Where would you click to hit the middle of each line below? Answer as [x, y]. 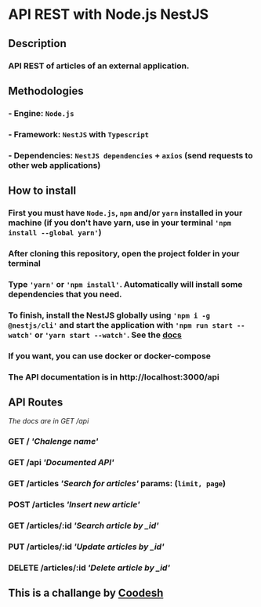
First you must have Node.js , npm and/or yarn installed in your [125, 213]
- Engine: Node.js [41, 113]
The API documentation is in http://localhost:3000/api [114, 376]
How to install [42, 191]
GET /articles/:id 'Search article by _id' [83, 525]
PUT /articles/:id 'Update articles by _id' [86, 547]
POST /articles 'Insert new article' [74, 505]
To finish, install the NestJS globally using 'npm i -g [109, 315]
